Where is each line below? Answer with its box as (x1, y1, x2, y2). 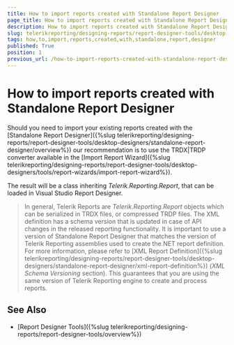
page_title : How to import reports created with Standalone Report (7, 17, 208, 24)
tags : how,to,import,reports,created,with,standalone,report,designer (7, 36, 217, 43)
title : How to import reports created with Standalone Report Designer (7, 10, 219, 17)
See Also (7, 304, 47, 316)
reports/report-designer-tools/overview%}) (17, 330, 142, 338)
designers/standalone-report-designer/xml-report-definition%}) (24, 261, 208, 270)
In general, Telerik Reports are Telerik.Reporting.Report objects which (24, 202, 224, 210)
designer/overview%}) (7, 146, 72, 154)
